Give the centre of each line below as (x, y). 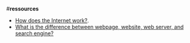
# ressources (23, 9)
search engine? (34, 33)
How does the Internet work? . (52, 20)
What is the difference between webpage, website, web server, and (99, 27)
